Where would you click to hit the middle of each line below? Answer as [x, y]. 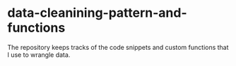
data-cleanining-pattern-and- [97, 13]
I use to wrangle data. [39, 55]
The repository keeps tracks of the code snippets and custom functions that [118, 47]
